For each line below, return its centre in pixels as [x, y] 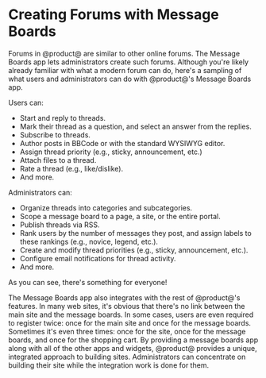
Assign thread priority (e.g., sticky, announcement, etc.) [111, 152]
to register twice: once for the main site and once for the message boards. [130, 322]
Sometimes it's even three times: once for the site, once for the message [127, 331]
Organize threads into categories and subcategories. [106, 207]
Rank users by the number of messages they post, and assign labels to [135, 233]
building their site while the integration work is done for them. [108, 365]
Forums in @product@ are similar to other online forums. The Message [124, 53]
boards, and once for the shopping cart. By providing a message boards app [133, 340]
